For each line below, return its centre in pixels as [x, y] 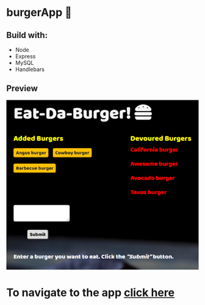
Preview [22, 88]
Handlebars [30, 69]
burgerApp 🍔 [39, 13]
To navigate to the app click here [91, 292]
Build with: [27, 35]
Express [25, 56]
